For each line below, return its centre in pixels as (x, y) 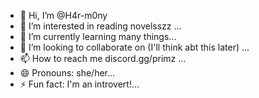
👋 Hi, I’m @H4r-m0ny (63, 15)
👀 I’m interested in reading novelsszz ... (100, 26)
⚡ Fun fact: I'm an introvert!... (79, 84)
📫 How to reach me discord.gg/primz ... (103, 58)
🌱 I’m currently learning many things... (98, 36)
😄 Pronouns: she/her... (67, 73)
